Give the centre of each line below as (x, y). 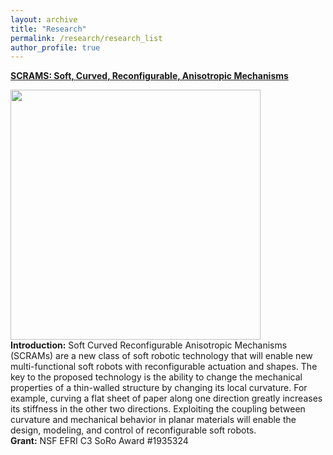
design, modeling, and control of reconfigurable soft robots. (133, 430)
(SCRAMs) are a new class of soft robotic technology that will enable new (161, 356)
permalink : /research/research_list (86, 38)
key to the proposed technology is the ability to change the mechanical (156, 377)
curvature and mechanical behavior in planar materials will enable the (153, 420)
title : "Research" (48, 29)
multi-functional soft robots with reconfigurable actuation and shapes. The (164, 367)
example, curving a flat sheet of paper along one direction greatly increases (166, 398)
